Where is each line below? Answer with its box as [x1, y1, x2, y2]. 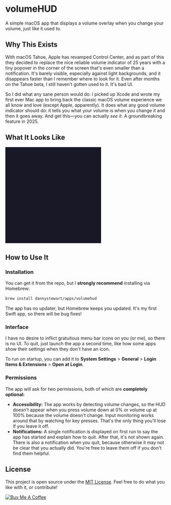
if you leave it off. [12, 423, 50, 429]
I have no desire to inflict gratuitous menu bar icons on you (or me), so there [5, 335, 165, 341]
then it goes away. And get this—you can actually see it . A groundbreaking [5, 113, 162, 119]
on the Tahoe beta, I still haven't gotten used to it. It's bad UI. [5, 81, 134, 87]
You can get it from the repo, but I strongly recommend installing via [5, 280, 151, 286]
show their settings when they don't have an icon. [5, 346, 110, 352]
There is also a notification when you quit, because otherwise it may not [12, 439, 164, 446]
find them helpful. [12, 450, 50, 456]
